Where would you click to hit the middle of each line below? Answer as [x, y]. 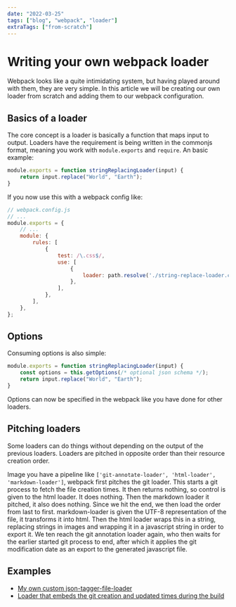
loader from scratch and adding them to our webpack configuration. [106, 96]
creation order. [29, 461]
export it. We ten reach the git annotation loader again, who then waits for [114, 534]
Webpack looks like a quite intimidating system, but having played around [113, 81]
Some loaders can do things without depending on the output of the [105, 446]
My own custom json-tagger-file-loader [75, 588]
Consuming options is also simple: [57, 353]
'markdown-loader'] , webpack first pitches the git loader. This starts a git [112, 482]
